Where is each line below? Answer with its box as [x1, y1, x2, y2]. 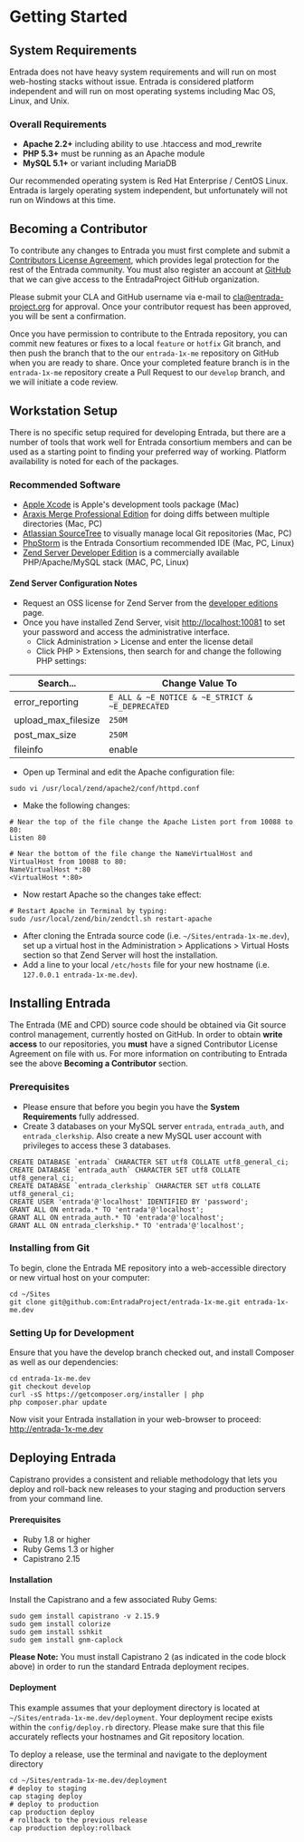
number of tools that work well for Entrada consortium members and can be [9, 436, 292, 447]
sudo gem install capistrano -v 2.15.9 [9, 1612, 160, 1621]
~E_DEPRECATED [108, 701, 170, 712]
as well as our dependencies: [9, 1357, 119, 1368]
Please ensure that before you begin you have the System [22, 1101, 240, 1112]
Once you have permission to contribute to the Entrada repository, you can [9, 328, 288, 339]
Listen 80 [9, 833, 47, 843]
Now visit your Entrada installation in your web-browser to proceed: [9, 1414, 261, 1425]
